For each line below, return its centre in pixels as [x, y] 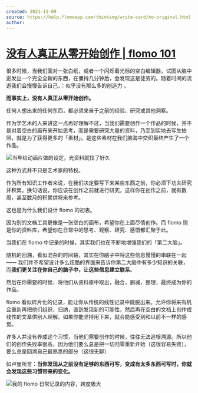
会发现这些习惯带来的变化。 [40, 371]
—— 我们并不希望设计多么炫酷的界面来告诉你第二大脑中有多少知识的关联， [97, 262]
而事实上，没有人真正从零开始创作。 [50, 98]
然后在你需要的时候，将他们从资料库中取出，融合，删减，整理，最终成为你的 [99, 282]
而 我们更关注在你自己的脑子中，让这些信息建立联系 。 [71, 270]
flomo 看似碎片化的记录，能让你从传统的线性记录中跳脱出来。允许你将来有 [96, 302]
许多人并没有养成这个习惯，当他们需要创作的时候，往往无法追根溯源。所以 [96, 337]
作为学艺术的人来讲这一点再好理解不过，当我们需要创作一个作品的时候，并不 [99, 123]
